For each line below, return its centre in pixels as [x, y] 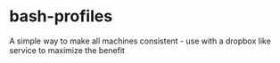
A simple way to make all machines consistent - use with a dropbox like [140, 41]
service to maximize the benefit [67, 50]
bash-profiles [61, 16]
